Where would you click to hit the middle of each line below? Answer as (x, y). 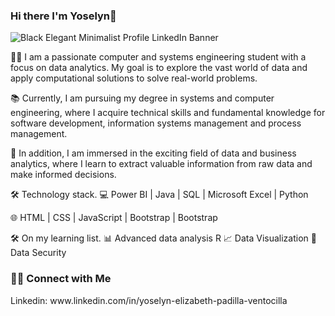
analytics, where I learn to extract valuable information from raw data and (161, 164)
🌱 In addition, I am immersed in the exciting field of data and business (153, 153)
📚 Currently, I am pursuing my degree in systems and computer (142, 98)
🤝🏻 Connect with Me (61, 279)
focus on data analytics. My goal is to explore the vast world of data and (159, 68)
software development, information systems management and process (156, 123)
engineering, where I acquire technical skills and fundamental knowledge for (168, 113)
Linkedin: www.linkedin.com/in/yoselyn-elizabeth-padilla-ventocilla (149, 300)
